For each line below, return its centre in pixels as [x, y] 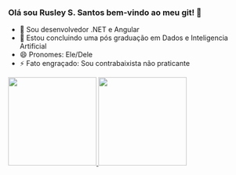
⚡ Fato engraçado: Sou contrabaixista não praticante [105, 64]
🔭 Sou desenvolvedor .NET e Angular [79, 30]
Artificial [33, 46]
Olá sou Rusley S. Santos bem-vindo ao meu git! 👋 [105, 13]
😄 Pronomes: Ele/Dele [56, 55]
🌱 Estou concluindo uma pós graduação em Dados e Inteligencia [124, 38]
